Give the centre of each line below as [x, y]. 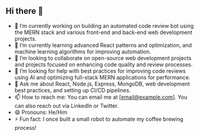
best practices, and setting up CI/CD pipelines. [73, 90]
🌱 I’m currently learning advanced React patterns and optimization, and [103, 45]
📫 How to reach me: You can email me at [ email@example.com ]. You [101, 97]
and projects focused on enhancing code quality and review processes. [103, 64]
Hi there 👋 [24, 11]
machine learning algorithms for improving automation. [83, 52]
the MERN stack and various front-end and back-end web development [103, 32]
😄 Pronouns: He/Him [41, 112]
